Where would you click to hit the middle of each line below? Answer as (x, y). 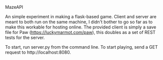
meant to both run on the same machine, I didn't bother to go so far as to (79, 22)
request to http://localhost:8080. (38, 52)
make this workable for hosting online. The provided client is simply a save (81, 27)
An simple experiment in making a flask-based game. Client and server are (81, 16)
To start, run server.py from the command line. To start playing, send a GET (81, 47)
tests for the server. (25, 37)
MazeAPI (14, 7)
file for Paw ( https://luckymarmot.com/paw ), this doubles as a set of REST (81, 32)
